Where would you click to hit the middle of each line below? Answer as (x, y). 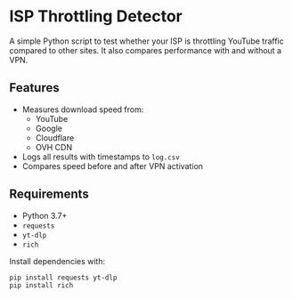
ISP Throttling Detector (96, 16)
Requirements (49, 194)
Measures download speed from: (83, 109)
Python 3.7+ (45, 215)
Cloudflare (55, 137)
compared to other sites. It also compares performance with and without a (146, 50)
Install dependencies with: (57, 261)
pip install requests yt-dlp (63, 278)
